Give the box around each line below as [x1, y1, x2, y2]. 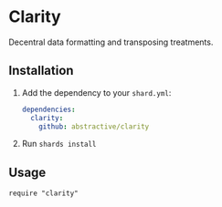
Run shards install [21, 139, 97, 150]
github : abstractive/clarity [38, 121, 150, 131]
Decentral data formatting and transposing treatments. [8, 36, 214, 47]
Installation [8, 63, 74, 78]
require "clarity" [8, 189, 79, 198]
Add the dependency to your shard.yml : [21, 87, 172, 98]
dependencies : [21, 105, 76, 114]
